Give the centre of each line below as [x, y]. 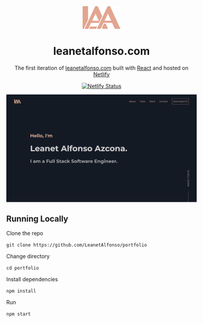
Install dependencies [32, 280]
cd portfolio [23, 268]
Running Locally [37, 219]
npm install [21, 291]
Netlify [101, 74]
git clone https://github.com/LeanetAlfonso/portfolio [77, 245]
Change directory [28, 257]
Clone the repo [25, 233]
